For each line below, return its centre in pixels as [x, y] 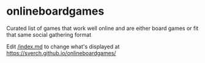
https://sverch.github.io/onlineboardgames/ [61, 53]
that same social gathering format [49, 34]
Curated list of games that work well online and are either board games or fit [102, 28]
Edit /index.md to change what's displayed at [63, 46]
